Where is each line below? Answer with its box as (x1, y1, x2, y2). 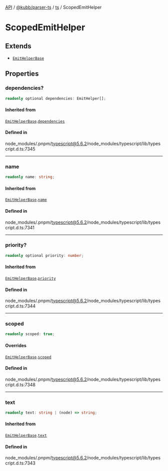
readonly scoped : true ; (5, 332, 55, 337)
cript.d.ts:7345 (5, 145, 36, 152)
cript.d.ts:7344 (5, 303, 36, 309)
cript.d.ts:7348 (5, 381, 36, 388)
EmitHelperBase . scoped (5, 354, 51, 360)
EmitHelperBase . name (5, 197, 47, 203)
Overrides (5, 342, 26, 348)
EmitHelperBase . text (5, 432, 47, 438)
